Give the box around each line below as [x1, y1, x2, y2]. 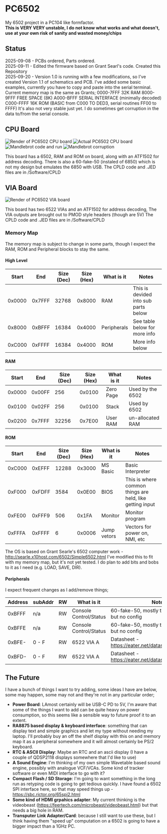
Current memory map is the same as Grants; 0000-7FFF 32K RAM [5, 89, 141, 95]
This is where [125, 476, 157, 483]
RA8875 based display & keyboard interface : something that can [12, 723, 148, 729]
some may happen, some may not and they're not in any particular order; [5, 692, 155, 698]
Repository [5, 68, 27, 74]
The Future [5, 673, 40, 682]
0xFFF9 [31, 512, 50, 519]
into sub [133, 297, 152, 304]
